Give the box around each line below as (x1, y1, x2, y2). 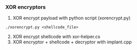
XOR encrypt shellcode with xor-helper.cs (12, 34, 100, 40)
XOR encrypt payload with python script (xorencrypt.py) (12, 15, 131, 21)
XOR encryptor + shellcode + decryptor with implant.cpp (12, 39, 132, 45)
